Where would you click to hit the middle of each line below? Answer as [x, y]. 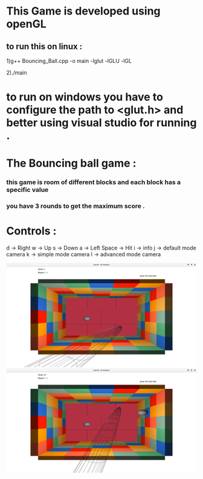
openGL [26, 24]
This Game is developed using [84, 11]
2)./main [17, 73]
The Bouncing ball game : [71, 163]
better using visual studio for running [101, 123]
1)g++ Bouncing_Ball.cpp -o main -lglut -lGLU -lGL [69, 61]
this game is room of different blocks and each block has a [94, 182]
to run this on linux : [44, 46]
